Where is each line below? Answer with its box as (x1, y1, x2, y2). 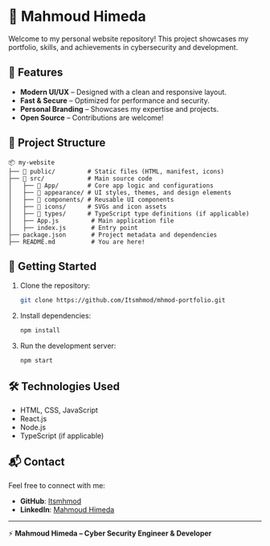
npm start (19, 357, 54, 365)
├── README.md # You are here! (8, 237, 146, 246)
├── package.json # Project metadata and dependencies (8, 231, 218, 239)
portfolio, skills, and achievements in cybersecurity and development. (8, 42, 239, 51)
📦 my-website (8, 158, 55, 166)
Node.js (19, 422, 47, 432)
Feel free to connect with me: (8, 480, 106, 490)
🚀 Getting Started (8, 259, 97, 273)
